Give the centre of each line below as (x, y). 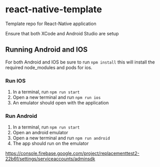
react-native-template (54, 9)
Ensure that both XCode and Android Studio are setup (62, 33)
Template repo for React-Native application (51, 24)
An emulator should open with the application (61, 103)
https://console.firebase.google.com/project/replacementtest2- (72, 153)
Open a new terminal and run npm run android (61, 138)
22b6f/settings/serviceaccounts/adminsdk (50, 159)
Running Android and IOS (47, 50)
